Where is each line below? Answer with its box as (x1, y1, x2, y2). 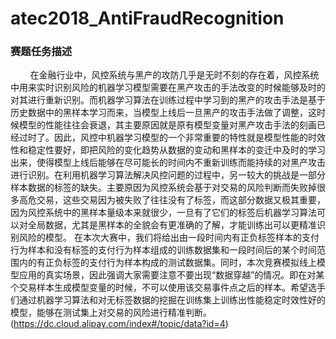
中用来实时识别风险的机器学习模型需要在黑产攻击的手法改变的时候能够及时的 (10, 82, 326, 94)
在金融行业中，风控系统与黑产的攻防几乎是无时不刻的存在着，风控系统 (29, 69, 320, 81)
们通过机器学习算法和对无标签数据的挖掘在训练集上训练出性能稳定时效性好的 (10, 294, 326, 306)
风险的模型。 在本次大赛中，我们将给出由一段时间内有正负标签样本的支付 (18, 232, 320, 244)
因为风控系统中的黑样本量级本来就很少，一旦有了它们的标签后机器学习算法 (10, 207, 317, 219)
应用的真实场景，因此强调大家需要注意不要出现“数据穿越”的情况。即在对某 (18, 269, 325, 281)
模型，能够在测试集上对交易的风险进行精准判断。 (10, 307, 212, 319)
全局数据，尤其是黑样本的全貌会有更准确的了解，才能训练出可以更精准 (27, 219, 317, 231)
